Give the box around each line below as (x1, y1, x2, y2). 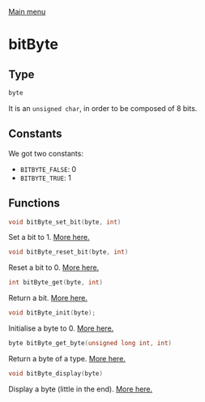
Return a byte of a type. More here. (8, 353, 126, 363)
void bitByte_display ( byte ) (8, 369, 104, 378)
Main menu (8, 7, 46, 16)
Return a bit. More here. (8, 293, 88, 303)
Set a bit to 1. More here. (8, 233, 91, 242)
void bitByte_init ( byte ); (8, 309, 96, 317)
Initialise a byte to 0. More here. (8, 323, 114, 333)
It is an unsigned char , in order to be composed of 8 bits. (8, 103, 198, 113)
